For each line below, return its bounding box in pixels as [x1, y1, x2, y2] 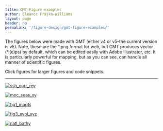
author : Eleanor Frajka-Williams [5, 12, 73, 17]
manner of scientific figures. [5, 59, 62, 65]
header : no [5, 20, 27, 26]
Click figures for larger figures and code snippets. [5, 69, 105, 75]
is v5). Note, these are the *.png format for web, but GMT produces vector [5, 44, 153, 50]
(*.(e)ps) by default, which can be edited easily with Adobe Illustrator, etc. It [5, 49, 156, 55]
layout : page [5, 16, 32, 21]
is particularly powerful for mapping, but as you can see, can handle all [5, 54, 147, 60]
